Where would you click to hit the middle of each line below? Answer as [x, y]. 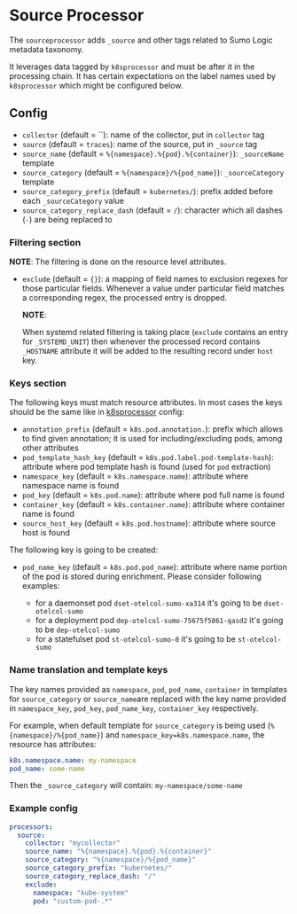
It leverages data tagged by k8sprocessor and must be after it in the [132, 66]
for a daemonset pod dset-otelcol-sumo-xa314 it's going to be [148, 603]
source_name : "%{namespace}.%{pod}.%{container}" [119, 852]
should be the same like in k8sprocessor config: [97, 412]
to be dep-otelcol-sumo [78, 629]
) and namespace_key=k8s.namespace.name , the [183, 734]
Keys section [38, 383]
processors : [31, 827]
